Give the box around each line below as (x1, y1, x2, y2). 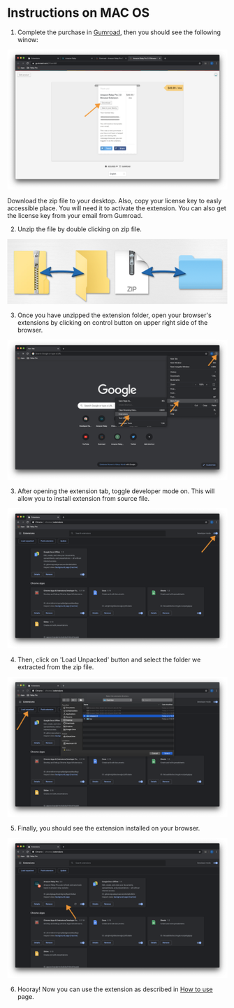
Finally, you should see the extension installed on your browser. (17, 824, 200, 833)
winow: (17, 35, 38, 43)
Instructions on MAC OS (7, 5, 150, 21)
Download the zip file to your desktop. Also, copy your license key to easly (7, 196, 222, 205)
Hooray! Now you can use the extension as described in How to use (17, 985, 213, 993)
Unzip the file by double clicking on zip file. (17, 225, 142, 233)
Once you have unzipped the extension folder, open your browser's (17, 311, 212, 319)
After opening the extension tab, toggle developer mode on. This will (17, 487, 215, 495)
